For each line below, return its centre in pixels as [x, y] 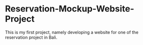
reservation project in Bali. [31, 37]
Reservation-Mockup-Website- [70, 9]
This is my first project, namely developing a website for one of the [72, 32]
